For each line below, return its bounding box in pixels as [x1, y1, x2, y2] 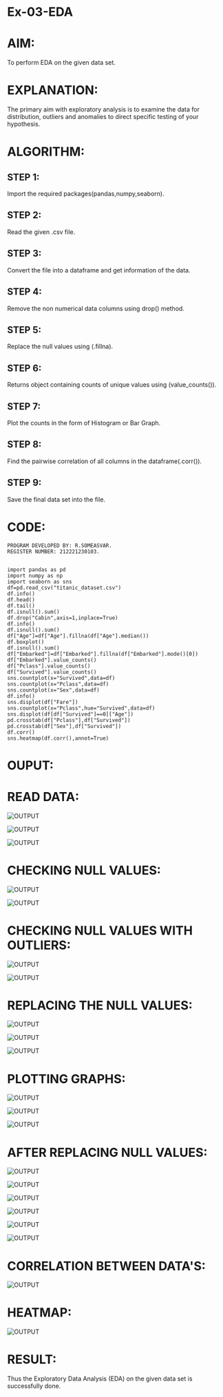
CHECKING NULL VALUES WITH [7, 923, 193, 938]
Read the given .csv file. [7, 228, 76, 236]
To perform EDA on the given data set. [7, 58, 116, 67]
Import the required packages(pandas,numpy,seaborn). [7, 190, 164, 198]
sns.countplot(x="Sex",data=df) [7, 686, 100, 694]
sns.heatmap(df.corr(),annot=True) [7, 734, 109, 742]
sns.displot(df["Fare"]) [7, 698, 78, 705]
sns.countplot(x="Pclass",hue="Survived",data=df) [7, 705, 156, 712]
